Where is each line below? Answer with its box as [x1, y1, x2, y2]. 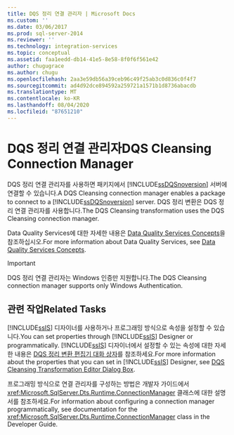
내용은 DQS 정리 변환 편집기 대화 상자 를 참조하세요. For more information [14, 349, 216, 358]
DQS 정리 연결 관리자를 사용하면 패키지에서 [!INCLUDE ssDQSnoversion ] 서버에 [7, 180, 228, 188]
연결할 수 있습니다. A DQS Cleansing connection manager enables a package [7, 189, 226, 197]
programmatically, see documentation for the [7, 405, 138, 413]
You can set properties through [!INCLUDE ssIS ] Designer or [20, 332, 193, 340]
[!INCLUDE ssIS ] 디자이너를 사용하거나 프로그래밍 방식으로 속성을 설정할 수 [7, 323, 212, 332]
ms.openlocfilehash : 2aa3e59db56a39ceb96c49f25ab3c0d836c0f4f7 [7, 75, 197, 83]
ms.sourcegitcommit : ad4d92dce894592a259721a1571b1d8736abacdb [7, 82, 197, 89]
